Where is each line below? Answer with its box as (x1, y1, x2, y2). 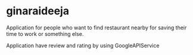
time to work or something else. (6, 30, 84, 37)
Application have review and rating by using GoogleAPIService (6, 42, 160, 49)
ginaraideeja (6, 4, 70, 18)
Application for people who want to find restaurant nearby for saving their (6, 24, 187, 31)
